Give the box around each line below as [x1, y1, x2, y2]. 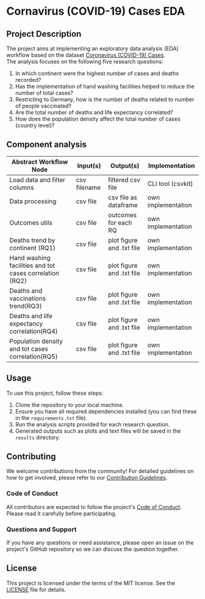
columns [9, 183, 34, 192]
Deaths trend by [9, 236, 56, 244]
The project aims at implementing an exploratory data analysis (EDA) [6, 45, 179, 52]
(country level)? [15, 122, 55, 129]
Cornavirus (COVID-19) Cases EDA [6, 4, 185, 18]
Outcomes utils [9, 218, 53, 227]
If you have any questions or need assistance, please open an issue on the [6, 539, 194, 546]
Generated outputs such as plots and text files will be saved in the [15, 427, 181, 434]
